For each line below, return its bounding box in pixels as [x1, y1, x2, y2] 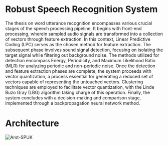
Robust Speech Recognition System [5, 4, 158, 15]
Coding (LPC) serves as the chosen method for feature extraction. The [5, 41, 151, 47]
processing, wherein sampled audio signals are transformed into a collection [5, 31, 163, 37]
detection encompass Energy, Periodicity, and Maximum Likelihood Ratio [5, 57, 155, 63]
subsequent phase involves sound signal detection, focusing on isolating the [5, 47, 163, 53]
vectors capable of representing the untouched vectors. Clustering [5, 79, 143, 85]
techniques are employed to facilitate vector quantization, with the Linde [5, 84, 154, 90]
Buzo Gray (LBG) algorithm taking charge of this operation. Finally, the [5, 89, 150, 95]
